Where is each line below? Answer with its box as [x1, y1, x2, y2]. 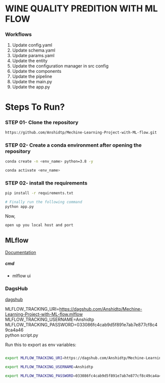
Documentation [5, 249, 36, 255]
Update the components [12, 68, 61, 74]
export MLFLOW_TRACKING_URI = [5, 355, 65, 360]
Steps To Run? [5, 101, 65, 112]
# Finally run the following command [5, 200, 82, 205]
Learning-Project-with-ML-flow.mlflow [5, 311, 83, 317]
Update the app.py [12, 84, 50, 90]
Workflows [5, 31, 32, 38]
